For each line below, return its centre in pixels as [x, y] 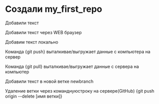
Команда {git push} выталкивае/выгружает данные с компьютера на [78, 52]
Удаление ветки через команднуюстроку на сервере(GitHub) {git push [80, 91]
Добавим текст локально [32, 42]
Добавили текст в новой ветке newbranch [49, 81]
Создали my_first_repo [54, 9]
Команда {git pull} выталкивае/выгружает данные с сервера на [72, 66]
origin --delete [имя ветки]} [34, 96]
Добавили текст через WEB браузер [43, 32]
